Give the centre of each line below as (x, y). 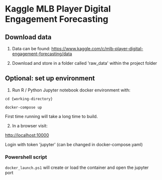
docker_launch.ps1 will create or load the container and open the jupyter (77, 167)
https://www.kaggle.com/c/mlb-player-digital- (97, 49)
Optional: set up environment (50, 78)
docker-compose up (23, 107)
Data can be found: (31, 49)
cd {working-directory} (29, 99)
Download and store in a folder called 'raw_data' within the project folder (84, 63)
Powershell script (26, 157)
